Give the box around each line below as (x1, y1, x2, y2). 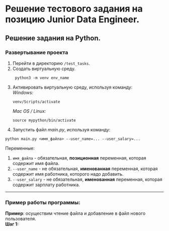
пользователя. (5, 216, 36, 222)
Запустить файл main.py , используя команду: (12, 126, 111, 132)
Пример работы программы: (5, 199, 80, 206)
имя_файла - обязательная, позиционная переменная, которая (12, 155, 146, 161)
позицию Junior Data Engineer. (5, 14, 140, 25)
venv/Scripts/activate (12, 99, 60, 104)
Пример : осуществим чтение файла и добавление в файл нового (5, 210, 146, 216)
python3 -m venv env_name (15, 75, 69, 81)
